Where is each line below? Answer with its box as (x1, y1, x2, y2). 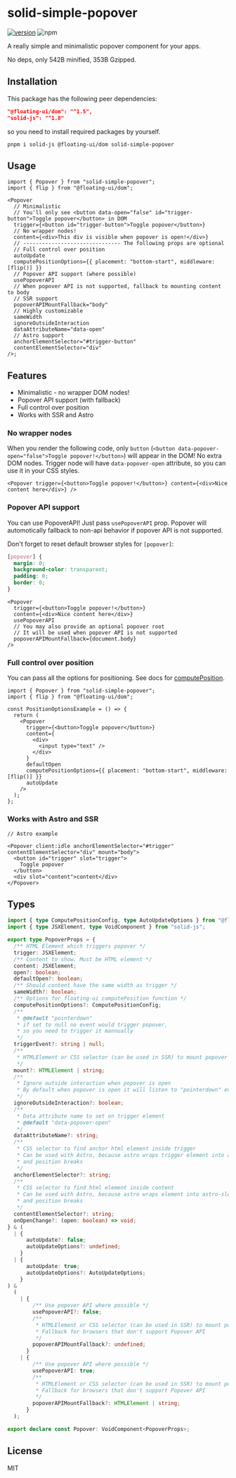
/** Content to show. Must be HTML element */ (13, 955, 152, 963)
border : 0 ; (13, 580, 46, 587)
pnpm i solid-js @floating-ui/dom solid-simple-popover (7, 140, 174, 148)
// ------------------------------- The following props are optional (13, 240, 225, 247)
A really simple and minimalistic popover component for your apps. (7, 41, 202, 50)
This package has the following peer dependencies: (7, 94, 157, 103)
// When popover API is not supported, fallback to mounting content (13, 283, 221, 290)
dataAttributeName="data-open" (13, 326, 105, 333)
